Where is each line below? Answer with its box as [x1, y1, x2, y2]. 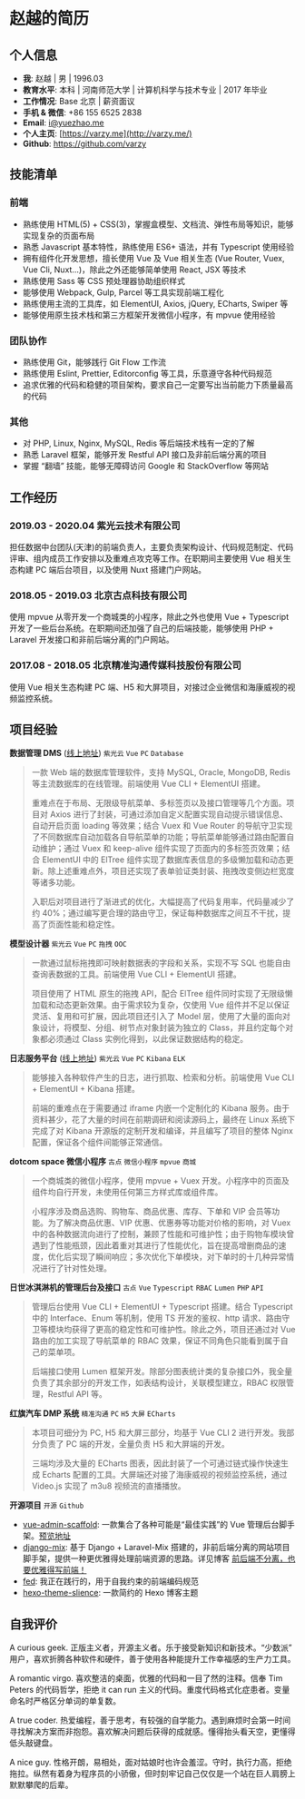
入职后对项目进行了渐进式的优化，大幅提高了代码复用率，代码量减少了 [31, 896, 295, 908]
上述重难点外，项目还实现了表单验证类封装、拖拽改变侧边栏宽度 [55, 866, 295, 877]
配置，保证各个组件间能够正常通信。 [31, 1136, 168, 1148]
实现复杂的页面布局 [22, 230, 95, 241]
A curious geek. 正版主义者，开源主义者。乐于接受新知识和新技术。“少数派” [9, 1642, 292, 1653]
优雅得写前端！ [30, 1565, 87, 1576]
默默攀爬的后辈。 [9, 1780, 74, 1791]
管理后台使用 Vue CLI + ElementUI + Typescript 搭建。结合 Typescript [31, 1302, 293, 1312]
